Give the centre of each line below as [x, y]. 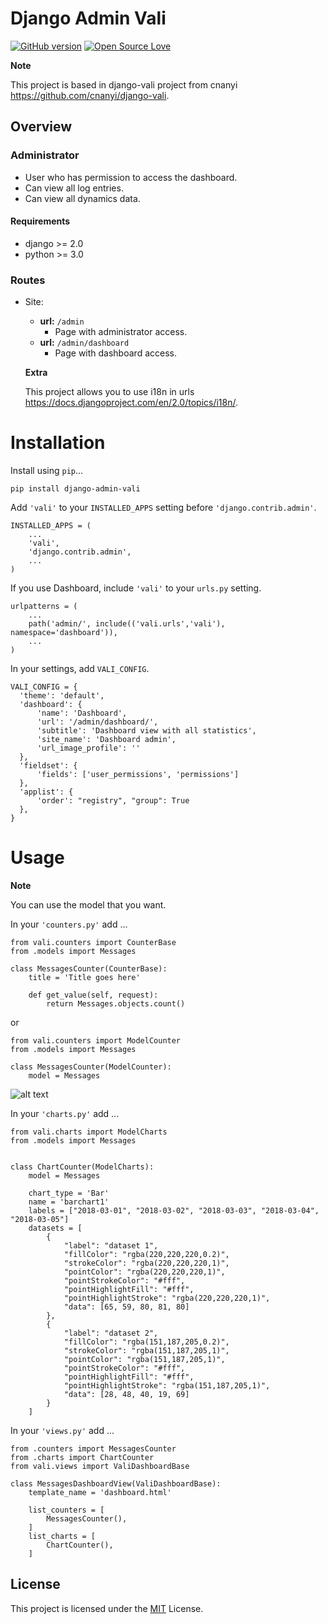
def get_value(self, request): [93, 995]
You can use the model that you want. [88, 905]
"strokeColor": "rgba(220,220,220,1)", [146, 1263]
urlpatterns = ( [44, 607]
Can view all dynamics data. [82, 198]
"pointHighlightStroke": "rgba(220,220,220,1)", [167, 1298]
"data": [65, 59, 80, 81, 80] [126, 1307]
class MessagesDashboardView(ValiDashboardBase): [116, 1484]
